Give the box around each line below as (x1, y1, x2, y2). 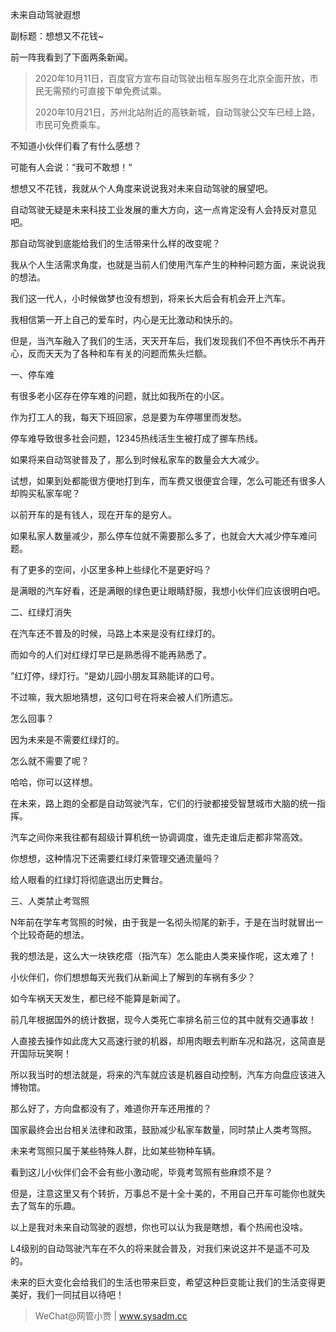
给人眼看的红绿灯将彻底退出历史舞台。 (10, 874, 168, 885)
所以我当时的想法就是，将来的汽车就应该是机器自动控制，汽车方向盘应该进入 (10, 1069, 326, 1080)
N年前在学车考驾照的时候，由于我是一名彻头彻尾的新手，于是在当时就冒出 (10, 916, 315, 928)
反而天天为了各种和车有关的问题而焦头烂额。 (27, 348, 212, 359)
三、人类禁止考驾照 (10, 895, 90, 907)
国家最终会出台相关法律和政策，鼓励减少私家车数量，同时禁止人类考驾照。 (10, 1124, 317, 1135)
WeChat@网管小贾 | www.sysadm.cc (34, 1310, 188, 1322)
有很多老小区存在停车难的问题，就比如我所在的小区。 (10, 390, 230, 402)
